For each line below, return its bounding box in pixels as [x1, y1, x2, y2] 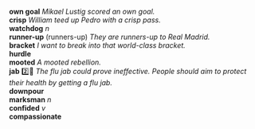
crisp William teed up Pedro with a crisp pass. [9, 15, 162, 25]
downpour [9, 87, 45, 96]
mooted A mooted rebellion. [9, 57, 102, 67]
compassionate [9, 111, 62, 121]
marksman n [9, 95, 52, 104]
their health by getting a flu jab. [9, 78, 112, 87]
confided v [9, 104, 46, 112]
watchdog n [9, 24, 50, 33]
